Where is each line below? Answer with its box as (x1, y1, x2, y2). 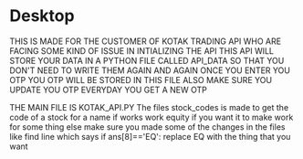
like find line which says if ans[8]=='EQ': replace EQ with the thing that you (9, 131, 291, 142)
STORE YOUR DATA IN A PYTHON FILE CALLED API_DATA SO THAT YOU (9, 55, 285, 66)
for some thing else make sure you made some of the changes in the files (9, 121, 286, 132)
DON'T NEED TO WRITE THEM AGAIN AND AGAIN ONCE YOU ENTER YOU (9, 65, 290, 76)
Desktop (9, 5, 75, 26)
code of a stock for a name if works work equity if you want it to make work (9, 111, 294, 122)
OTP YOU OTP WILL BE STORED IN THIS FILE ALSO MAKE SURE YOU (9, 74, 272, 85)
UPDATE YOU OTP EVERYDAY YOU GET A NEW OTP (9, 84, 207, 95)
